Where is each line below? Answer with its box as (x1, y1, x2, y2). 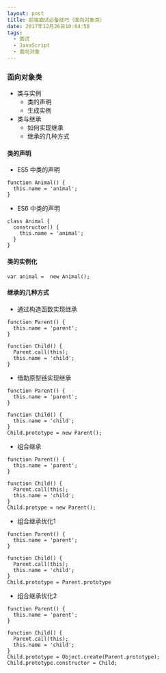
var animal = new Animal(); (7, 273, 90, 280)
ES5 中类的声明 (16, 166, 60, 174)
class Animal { (7, 218, 51, 225)
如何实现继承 (27, 124, 64, 132)
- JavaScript (13, 42, 51, 49)
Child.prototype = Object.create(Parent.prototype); (7, 653, 161, 660)
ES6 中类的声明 (16, 204, 60, 213)
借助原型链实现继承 (16, 374, 72, 382)
